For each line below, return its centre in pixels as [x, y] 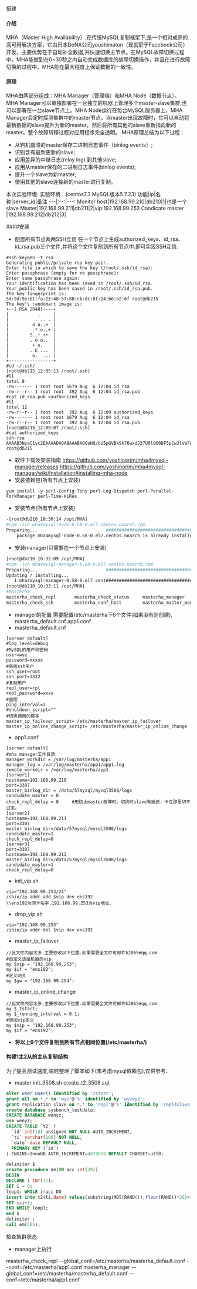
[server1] [18, 775]
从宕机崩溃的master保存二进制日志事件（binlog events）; [84, 145]
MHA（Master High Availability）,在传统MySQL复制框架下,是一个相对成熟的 [97, 38]
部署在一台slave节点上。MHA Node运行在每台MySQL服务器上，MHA [99, 110]
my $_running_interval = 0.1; [43, 1014]
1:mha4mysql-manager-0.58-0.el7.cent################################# [103, 581]
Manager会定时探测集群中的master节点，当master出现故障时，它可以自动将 [98, 118]
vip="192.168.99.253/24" [36, 891]
